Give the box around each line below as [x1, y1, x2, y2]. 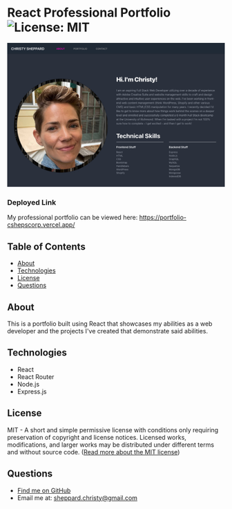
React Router [17, 372, 55, 381]
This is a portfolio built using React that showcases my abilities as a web [7, 320, 213, 328]
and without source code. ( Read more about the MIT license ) [7, 447, 180, 456]
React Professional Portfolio [7, 5, 171, 21]
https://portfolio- [139, 213, 186, 222]
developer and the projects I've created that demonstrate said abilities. [7, 327, 209, 335]
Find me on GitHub [17, 486, 71, 494]
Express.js [17, 387, 47, 396]
